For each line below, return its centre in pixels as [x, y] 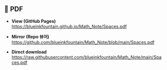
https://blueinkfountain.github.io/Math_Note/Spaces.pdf [69, 26]
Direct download [29, 52]
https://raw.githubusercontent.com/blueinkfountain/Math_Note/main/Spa [86, 57]
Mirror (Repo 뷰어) [30, 36]
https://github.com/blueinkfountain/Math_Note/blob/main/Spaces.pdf [83, 42]
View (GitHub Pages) [33, 21]
